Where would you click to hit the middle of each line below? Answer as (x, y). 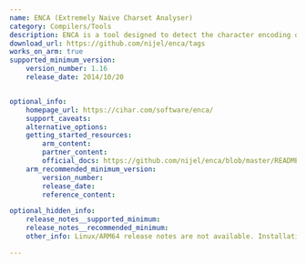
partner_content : (75, 152)
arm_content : (67, 144)
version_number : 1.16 (66, 69)
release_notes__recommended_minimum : (97, 228)
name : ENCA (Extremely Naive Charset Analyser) (102, 18)
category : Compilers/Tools (61, 26)
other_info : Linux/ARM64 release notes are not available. (140, 237)
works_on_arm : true (46, 52)
